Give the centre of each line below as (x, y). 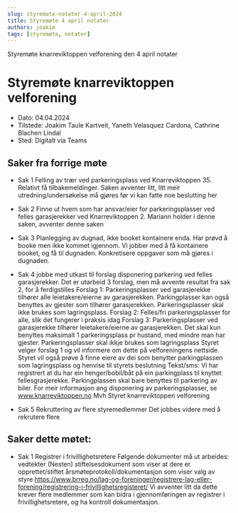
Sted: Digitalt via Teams (52, 140)
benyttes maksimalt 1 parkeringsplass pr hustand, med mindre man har (121, 335)
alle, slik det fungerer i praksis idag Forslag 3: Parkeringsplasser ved (118, 320)
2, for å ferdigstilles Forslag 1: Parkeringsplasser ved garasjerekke (114, 290)
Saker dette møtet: (49, 439)
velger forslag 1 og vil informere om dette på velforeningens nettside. (119, 350)
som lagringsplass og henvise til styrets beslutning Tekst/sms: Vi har (118, 365)
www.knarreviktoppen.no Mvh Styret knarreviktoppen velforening (114, 395)
